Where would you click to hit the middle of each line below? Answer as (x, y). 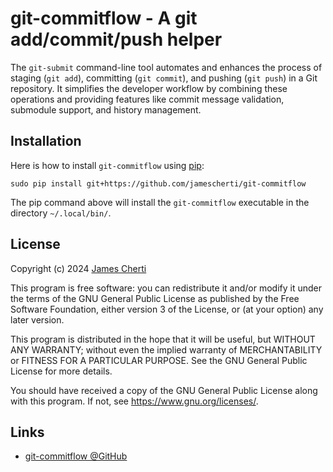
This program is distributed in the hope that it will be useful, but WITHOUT (163, 339)
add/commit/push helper (116, 39)
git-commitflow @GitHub (76, 456)
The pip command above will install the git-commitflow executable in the (160, 202)
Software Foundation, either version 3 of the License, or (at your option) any (167, 309)
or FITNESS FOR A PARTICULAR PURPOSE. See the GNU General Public (159, 360)
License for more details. (61, 371)
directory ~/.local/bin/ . (61, 213)
